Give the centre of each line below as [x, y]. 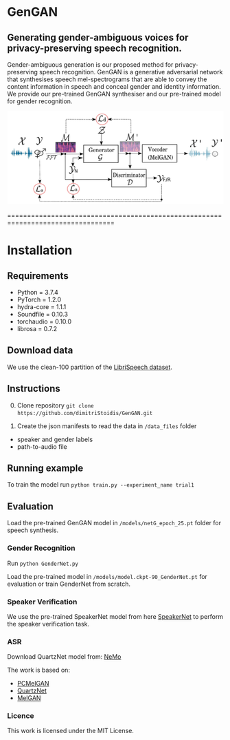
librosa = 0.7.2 [37, 329]
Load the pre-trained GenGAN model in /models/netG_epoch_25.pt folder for [114, 523]
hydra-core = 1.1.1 [42, 307]
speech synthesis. [33, 530]
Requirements [38, 276]
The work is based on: [39, 670]
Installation [40, 250]
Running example [45, 468]
